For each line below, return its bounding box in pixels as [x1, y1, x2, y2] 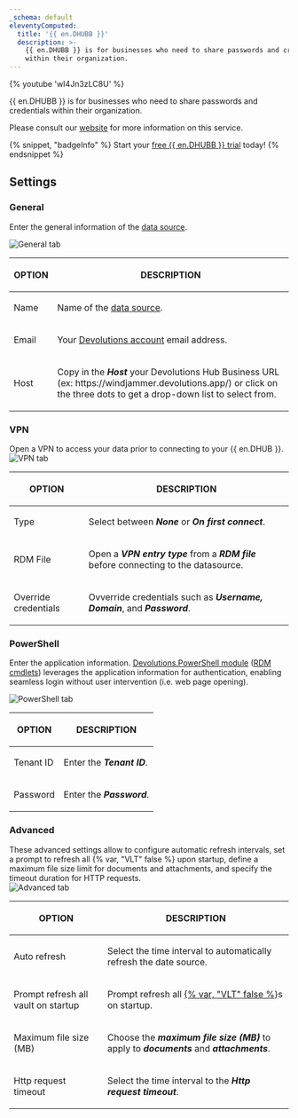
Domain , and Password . [88, 602, 191, 614]
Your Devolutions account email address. [57, 334, 228, 346]
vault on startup [13, 999, 80, 1012]
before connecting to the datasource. [88, 558, 244, 571]
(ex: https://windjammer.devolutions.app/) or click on [57, 376, 278, 389]
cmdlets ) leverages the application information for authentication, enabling [9, 667, 282, 678]
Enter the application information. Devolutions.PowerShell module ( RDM [9, 657, 272, 668]
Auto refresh [13, 950, 67, 963]
